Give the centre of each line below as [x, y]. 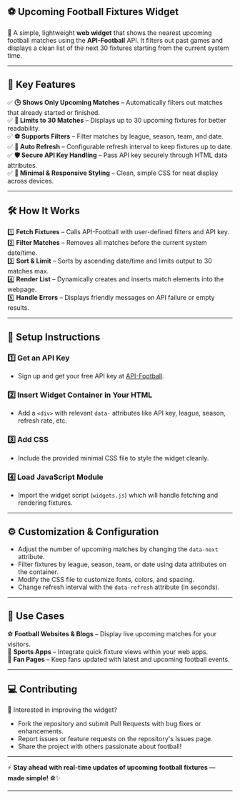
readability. [24, 128]
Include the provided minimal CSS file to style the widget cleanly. [113, 458]
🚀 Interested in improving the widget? [62, 710]
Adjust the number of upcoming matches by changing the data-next [118, 549]
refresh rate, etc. [42, 421]
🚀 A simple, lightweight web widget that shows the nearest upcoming [110, 32]
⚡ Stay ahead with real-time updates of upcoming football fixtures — [111, 768]
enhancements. [41, 731]
